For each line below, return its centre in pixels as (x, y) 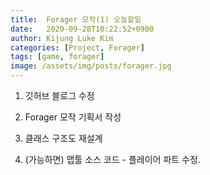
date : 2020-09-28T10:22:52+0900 (82, 29)
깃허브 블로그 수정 (59, 95)
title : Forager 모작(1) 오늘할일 (76, 19)
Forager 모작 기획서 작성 (73, 117)
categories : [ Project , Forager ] (77, 47)
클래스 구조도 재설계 (63, 138)
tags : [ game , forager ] (57, 57)
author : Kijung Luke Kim (62, 38)
